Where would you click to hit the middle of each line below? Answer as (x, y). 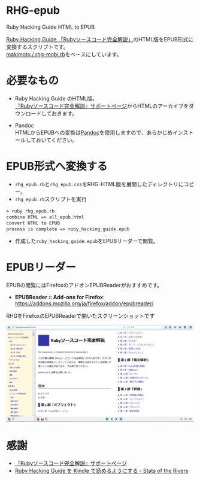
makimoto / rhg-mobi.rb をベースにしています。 (64, 54)
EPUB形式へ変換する (57, 167)
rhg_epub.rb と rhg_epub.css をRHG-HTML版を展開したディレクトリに (99, 184)
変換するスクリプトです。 (37, 47)
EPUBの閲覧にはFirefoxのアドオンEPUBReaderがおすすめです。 (84, 285)
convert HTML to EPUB (33, 223)
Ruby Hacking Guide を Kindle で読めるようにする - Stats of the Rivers (101, 471)
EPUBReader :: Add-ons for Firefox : (60, 297)
